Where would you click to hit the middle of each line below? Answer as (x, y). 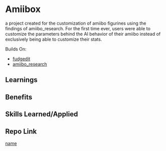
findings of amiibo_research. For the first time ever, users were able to (78, 28)
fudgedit (21, 58)
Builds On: (16, 49)
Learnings (21, 80)
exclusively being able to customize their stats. (54, 39)
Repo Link (21, 131)
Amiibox (23, 9)
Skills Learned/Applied (41, 114)
